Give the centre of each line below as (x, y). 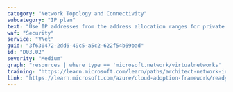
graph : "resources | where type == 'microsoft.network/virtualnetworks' (114, 65)
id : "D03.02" (26, 53)
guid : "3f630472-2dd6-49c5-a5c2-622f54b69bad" (76, 46)
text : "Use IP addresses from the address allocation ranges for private (116, 26)
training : (21, 71)
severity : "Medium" (35, 59)
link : (15, 78)
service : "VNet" (31, 39)
